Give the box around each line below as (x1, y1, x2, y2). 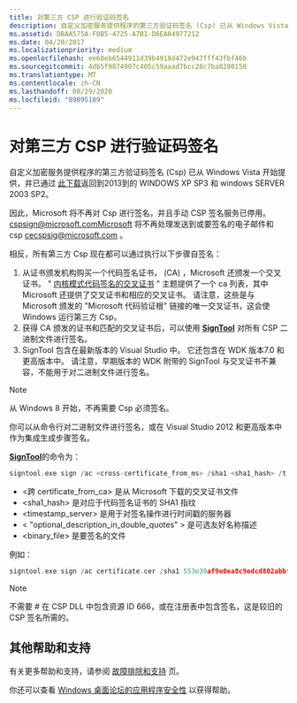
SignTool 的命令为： (9, 452, 81, 462)
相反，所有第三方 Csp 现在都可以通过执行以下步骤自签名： (9, 248, 223, 259)
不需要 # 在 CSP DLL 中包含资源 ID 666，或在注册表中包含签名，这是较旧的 (9, 601, 283, 612)
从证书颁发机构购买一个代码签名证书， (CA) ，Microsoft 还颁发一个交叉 (21, 267, 281, 279)
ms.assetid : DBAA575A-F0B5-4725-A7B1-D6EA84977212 (9, 29, 200, 38)
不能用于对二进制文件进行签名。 (37, 367, 155, 378)
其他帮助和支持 (9, 640, 91, 655)
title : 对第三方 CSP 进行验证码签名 (9, 12, 130, 22)
